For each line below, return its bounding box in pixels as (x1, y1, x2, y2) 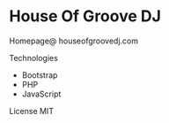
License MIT (9, 105, 55, 116)
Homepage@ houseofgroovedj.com (9, 35, 139, 46)
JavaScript (21, 88, 62, 99)
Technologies (9, 52, 59, 63)
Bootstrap (21, 69, 58, 81)
